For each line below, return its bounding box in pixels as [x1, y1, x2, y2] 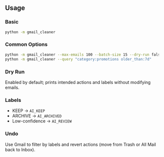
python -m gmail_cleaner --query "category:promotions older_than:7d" [5, 57, 152, 61]
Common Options [5, 41, 48, 48]
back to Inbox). [5, 146, 36, 153]
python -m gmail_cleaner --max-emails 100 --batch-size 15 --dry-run [5, 52, 150, 57]
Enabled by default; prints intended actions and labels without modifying [5, 79, 151, 85]
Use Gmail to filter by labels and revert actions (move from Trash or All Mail [5, 141, 156, 147]
